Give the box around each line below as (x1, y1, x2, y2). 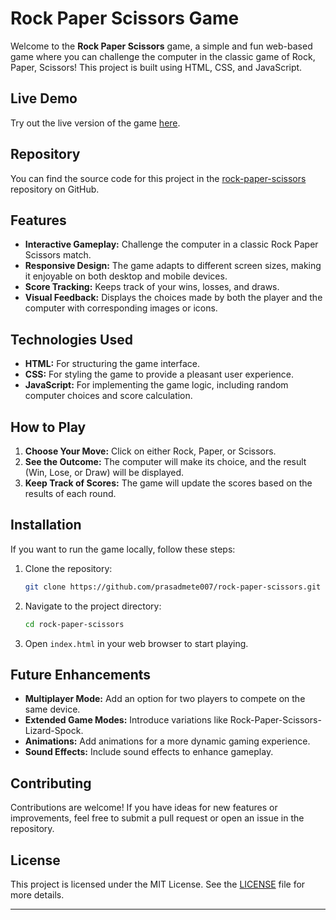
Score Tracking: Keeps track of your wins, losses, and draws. (24, 281, 280, 293)
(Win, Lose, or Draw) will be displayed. (24, 467, 185, 478)
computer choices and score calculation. (24, 390, 193, 402)
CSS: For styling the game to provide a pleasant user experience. (24, 368, 295, 381)
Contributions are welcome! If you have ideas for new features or (10, 802, 278, 814)
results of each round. (24, 488, 117, 499)
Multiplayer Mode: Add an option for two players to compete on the (24, 693, 306, 705)
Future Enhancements (10, 666, 152, 683)
